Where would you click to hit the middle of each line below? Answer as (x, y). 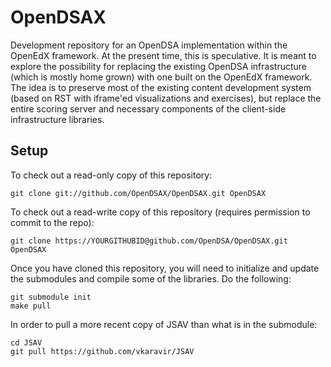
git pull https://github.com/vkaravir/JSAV (102, 351)
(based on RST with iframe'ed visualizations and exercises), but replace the (166, 98)
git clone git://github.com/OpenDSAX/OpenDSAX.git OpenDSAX (138, 193)
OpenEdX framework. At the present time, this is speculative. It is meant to (163, 55)
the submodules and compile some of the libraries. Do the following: (151, 278)
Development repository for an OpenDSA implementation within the (149, 45)
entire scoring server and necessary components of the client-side (148, 108)
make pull (31, 306)
